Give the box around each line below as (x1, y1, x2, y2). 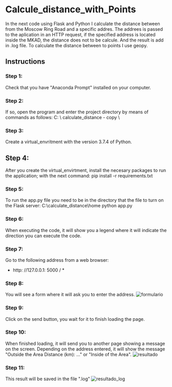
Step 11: (5, 364, 25, 371)
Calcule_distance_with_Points (5, 4, 136, 15)
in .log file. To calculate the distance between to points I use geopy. (5, 42, 148, 48)
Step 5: (5, 185, 24, 192)
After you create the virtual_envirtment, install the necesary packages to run (5, 167, 166, 173)
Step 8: (5, 280, 24, 287)
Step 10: (5, 328, 27, 336)
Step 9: (5, 304, 24, 312)
